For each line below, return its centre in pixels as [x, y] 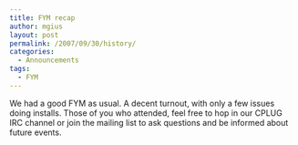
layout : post [34, 35]
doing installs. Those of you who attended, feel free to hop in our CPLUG [146, 113]
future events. [36, 132]
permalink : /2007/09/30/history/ [73, 43]
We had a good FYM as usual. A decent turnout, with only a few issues [142, 103]
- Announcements [48, 60]
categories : [32, 52]
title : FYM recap [42, 18]
